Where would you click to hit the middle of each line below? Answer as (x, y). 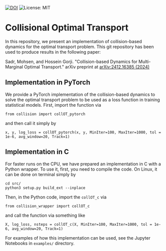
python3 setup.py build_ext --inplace (45, 188)
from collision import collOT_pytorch (45, 114)
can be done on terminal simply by (41, 174)
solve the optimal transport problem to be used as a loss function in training (83, 100)
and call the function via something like (45, 215)
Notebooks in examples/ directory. (40, 243)
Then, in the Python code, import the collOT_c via (56, 197)
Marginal (14, 66)
